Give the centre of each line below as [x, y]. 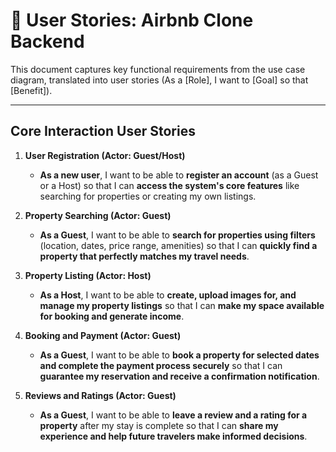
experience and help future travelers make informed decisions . [173, 436]
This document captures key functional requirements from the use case [158, 69]
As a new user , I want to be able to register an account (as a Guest [179, 175]
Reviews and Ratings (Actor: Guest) [100, 395]
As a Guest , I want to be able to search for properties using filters [177, 235]
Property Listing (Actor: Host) [88, 275]
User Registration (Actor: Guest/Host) [105, 155]
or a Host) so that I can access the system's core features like [169, 185]
